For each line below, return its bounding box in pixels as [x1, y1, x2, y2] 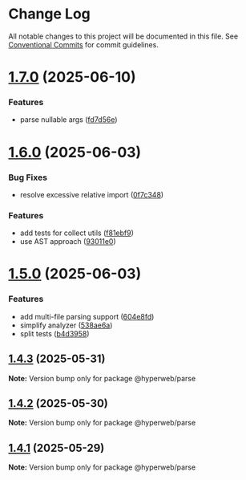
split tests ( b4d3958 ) [19, 328, 90, 338]
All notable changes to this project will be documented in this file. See [8, 31, 239, 41]
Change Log [8, 5, 91, 23]
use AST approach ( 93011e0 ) [19, 237, 116, 246]
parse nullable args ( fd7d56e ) [19, 115, 118, 124]
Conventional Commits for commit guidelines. [8, 39, 159, 49]
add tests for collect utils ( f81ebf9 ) [19, 228, 135, 238]
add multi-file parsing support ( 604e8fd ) [19, 311, 155, 321]
